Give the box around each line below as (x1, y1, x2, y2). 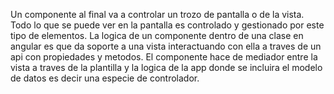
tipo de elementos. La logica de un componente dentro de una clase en (10, 30, 304, 41)
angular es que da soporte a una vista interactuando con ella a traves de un (10, 40, 322, 52)
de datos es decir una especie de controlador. (10, 72, 200, 84)
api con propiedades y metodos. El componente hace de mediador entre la (10, 51, 318, 63)
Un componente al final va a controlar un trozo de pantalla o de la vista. (10, 9, 305, 20)
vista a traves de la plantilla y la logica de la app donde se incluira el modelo (10, 62, 323, 73)
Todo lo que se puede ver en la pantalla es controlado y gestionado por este (10, 19, 325, 31)
